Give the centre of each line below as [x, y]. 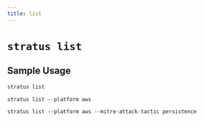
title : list [24, 14]
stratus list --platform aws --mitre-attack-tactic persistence [102, 112]
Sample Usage [39, 71]
